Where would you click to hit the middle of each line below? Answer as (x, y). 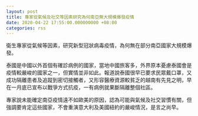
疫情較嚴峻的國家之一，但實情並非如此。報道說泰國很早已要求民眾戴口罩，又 (99, 73)
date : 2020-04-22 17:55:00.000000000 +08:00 (62, 22)
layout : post (22, 11)
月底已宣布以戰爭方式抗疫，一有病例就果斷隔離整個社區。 (86, 87)
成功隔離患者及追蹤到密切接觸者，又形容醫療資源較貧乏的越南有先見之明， (96, 80)
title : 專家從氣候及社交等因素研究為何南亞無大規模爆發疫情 (70, 17)
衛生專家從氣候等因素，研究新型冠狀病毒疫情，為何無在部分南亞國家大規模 (96, 45)
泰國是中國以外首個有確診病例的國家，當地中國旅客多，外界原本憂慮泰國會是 (99, 65)
